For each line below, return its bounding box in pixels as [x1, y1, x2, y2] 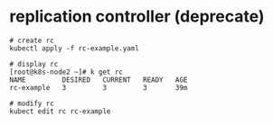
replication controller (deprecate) [9, 6, 265, 27]
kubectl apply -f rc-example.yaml [9, 43, 140, 53]
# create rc [9, 36, 54, 45]
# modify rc [9, 99, 54, 108]
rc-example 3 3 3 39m [9, 83, 188, 92]
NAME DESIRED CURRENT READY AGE [9, 75, 188, 85]
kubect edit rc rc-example [9, 106, 111, 116]
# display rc [9, 59, 59, 68]
